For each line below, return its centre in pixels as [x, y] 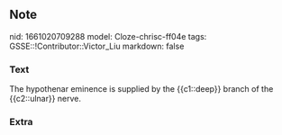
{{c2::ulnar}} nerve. [45, 99]
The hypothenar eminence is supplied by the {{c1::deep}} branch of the [141, 89]
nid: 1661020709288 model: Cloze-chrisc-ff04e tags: [108, 36]
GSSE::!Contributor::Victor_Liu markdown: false [97, 46]
